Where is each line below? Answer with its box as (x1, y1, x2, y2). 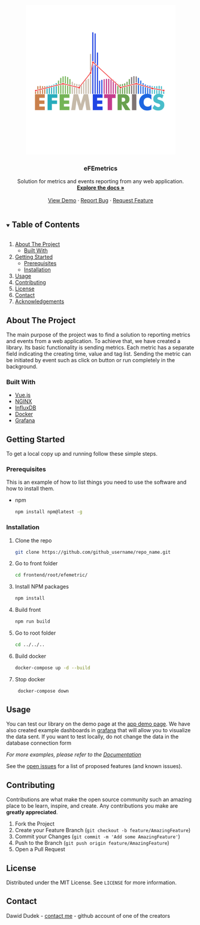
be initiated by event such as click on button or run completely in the (6, 356, 175, 363)
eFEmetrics (83, 164, 118, 172)
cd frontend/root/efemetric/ (14, 572, 88, 578)
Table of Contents (11, 219, 80, 229)
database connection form (6, 739, 72, 747)
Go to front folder (14, 560, 58, 567)
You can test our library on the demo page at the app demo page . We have (6, 720, 190, 727)
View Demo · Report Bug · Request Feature (47, 197, 154, 204)
